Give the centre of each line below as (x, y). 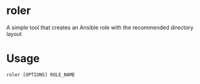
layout (14, 33)
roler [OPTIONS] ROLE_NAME (41, 75)
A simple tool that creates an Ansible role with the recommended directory (100, 27)
